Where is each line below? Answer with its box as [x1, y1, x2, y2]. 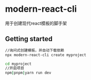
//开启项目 [5, 66, 24, 71]
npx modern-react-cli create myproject [5, 53, 87, 57]
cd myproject [5, 61, 32, 66]
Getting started [5, 35, 53, 43]
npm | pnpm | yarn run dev [5, 70, 51, 76]
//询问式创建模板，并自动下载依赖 [5, 48, 65, 53]
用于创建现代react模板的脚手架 [5, 20, 67, 26]
